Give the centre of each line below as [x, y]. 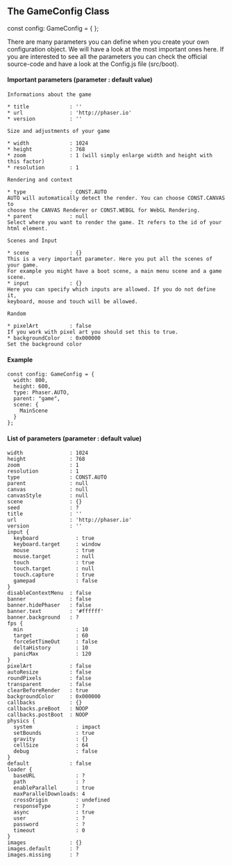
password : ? [49, 825]
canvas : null [48, 490]
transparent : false [49, 685]
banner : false [49, 599]
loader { [20, 770]
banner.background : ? [43, 618]
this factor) [26, 162]
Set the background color [44, 344]
